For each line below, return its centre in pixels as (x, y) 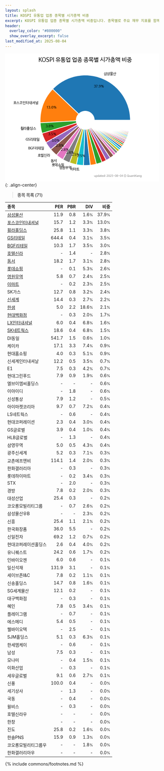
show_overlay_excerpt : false (39, 36)
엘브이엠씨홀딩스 (23, 384)
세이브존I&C (19, 575)
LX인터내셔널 (20, 323)
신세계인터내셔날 (23, 361)
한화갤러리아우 (21, 753)
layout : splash (20, 10)
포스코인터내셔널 (23, 222)
